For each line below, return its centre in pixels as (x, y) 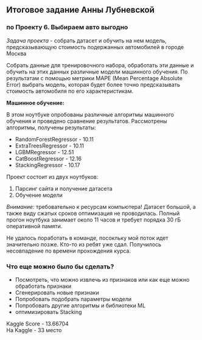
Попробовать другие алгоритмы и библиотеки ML (80, 305)
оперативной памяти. (34, 226)
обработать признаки (43, 286)
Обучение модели (39, 195)
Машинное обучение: (36, 103)
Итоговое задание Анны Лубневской (81, 10)
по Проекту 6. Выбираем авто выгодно (67, 27)
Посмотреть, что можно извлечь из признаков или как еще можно (102, 279)
